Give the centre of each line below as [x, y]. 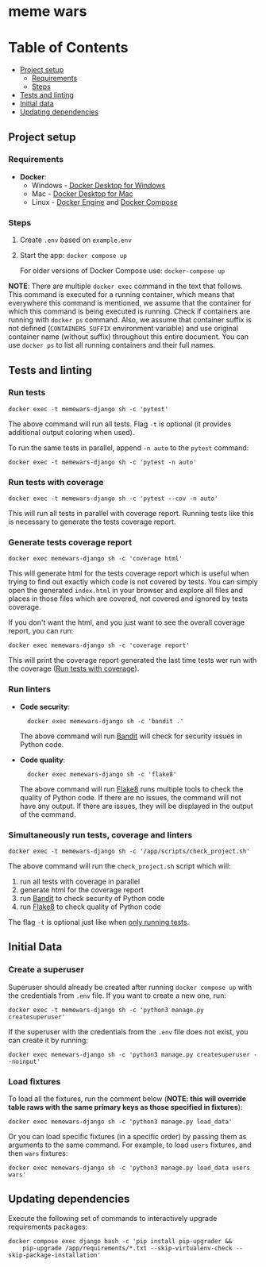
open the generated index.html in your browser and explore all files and [126, 591]
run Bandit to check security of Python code [92, 898]
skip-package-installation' [55, 1255]
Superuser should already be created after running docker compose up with [130, 987]
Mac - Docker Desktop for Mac [82, 194]
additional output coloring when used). [71, 432]
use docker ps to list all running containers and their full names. [112, 345]
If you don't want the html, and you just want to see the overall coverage [126, 622]
